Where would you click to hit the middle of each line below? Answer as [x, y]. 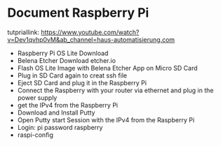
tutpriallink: [24, 32]
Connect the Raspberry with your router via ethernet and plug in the [115, 90]
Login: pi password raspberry [60, 127]
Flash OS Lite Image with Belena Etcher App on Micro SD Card [107, 68]
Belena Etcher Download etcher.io [66, 60]
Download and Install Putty [56, 112]
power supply [37, 97]
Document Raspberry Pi [78, 13]
